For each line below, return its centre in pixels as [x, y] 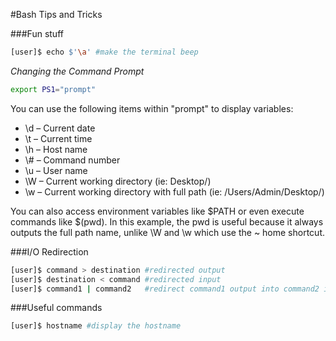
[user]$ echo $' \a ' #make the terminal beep [104, 52]
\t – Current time [58, 138]
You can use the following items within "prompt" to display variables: [152, 108]
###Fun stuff [37, 33]
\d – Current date [60, 128]
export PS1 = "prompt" [53, 89]
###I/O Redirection [49, 251]
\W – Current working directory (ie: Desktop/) [118, 181]
